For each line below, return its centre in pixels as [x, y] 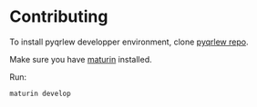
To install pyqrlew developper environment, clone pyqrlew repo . [129, 42]
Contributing [59, 17]
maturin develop [40, 93]
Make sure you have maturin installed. [81, 59]
